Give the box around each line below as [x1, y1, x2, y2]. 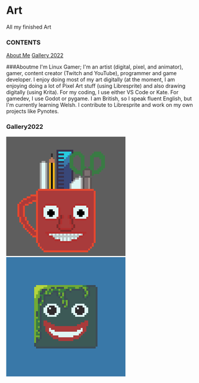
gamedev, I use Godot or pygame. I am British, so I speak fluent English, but [6, 95, 192, 102]
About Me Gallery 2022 [6, 52, 64, 59]
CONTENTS [6, 38, 41, 47]
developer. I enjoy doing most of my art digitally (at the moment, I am [6, 76, 175, 84]
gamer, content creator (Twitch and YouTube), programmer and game [6, 70, 177, 77]
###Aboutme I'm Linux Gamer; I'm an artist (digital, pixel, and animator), [6, 63, 184, 70]
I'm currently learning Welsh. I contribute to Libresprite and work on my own [6, 101, 193, 109]
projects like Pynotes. [6, 108, 60, 115]
